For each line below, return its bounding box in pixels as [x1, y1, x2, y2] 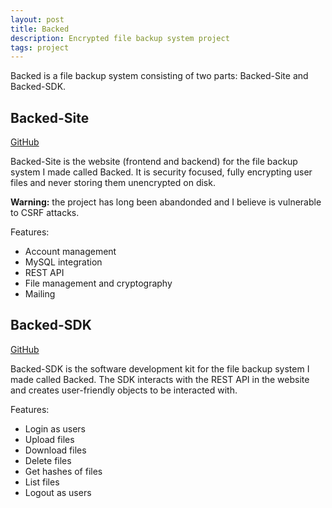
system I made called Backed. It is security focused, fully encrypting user [10, 166, 313, 178]
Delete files [24, 454, 72, 466]
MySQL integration [24, 256, 103, 268]
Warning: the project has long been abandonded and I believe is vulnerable [10, 196, 322, 208]
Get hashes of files [24, 465, 103, 477]
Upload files [24, 433, 75, 445]
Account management [24, 246, 117, 258]
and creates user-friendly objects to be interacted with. [10, 384, 238, 396]
